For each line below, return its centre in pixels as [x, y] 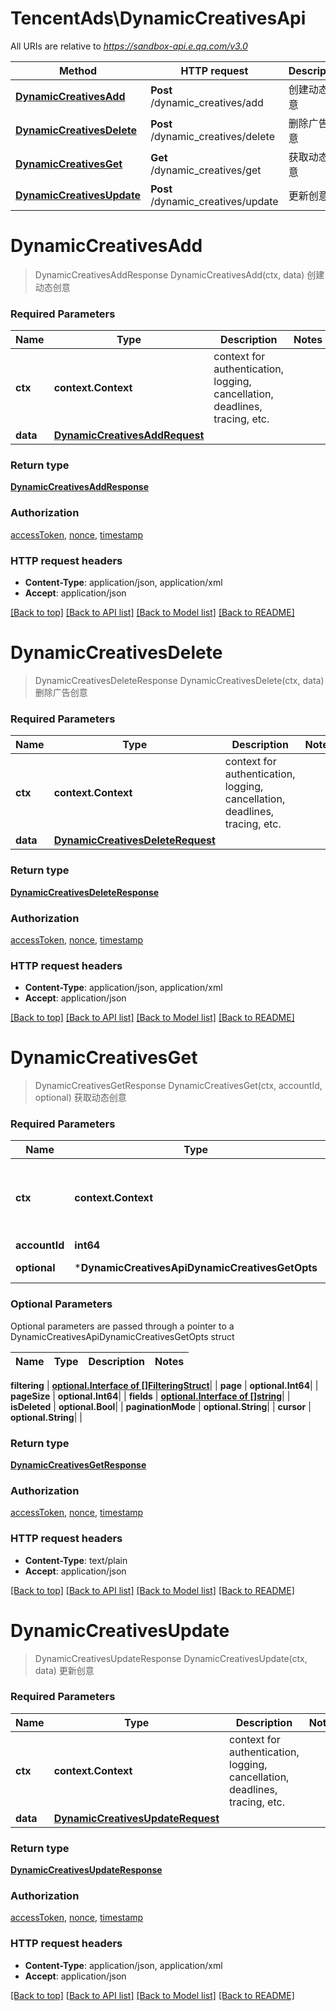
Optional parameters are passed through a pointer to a [122, 1326]
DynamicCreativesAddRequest [129, 435]
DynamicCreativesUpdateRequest [136, 1818]
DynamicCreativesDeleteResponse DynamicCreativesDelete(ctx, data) [179, 680]
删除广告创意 [61, 692]
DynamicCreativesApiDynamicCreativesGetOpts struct [122, 1336]
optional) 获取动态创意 [80, 1098]
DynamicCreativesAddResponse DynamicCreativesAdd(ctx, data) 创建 [179, 274]
